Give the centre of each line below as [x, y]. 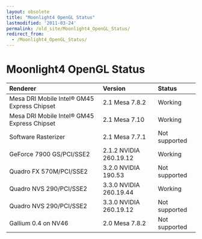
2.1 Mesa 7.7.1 [124, 137]
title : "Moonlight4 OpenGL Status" [51, 17]
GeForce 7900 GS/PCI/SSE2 [50, 154]
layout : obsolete [28, 12]
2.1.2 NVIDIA [121, 150]
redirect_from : [25, 34]
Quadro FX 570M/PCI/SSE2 [49, 171]
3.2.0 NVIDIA [121, 168]
